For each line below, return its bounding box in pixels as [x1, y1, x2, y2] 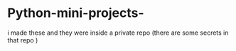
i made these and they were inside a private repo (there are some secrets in [7, 28, 229, 37]
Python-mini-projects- [7, 5, 144, 21]
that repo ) [7, 35, 38, 44]
